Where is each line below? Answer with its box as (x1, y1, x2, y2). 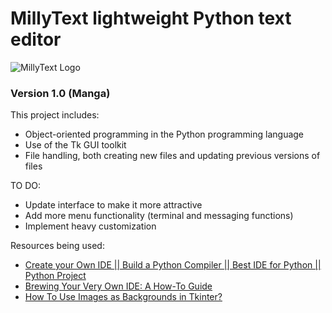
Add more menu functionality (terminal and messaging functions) (24, 210, 294, 222)
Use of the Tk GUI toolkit (24, 139, 127, 151)
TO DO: (10, 180, 42, 192)
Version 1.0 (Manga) (10, 86, 111, 100)
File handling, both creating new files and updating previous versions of (24, 150, 321, 162)
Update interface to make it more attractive (24, 199, 203, 211)
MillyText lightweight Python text (10, 7, 292, 30)
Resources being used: (10, 240, 105, 252)
